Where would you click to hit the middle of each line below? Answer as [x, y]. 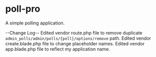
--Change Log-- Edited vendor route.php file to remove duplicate [74, 33]
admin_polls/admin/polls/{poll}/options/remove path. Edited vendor [78, 38]
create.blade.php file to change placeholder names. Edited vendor [75, 43]
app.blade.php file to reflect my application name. [58, 49]
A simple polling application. [35, 23]
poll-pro [23, 9]
